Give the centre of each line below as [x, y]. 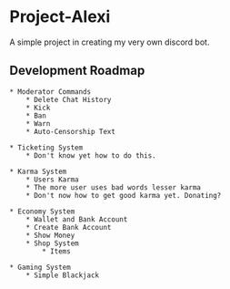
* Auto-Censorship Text [71, 131]
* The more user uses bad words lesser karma [114, 187]
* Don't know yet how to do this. [91, 155]
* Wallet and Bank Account [77, 219]
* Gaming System [40, 267]
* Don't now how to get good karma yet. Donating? [124, 195]
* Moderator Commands [50, 92]
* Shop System [52, 243]
